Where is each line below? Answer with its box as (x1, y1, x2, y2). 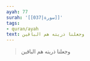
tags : (6, 20, 20, 26)
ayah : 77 (6, 8, 28, 15)
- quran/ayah (6, 25, 39, 32)
